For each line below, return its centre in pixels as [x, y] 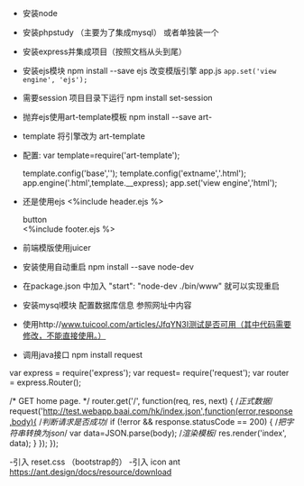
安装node [40, 13]
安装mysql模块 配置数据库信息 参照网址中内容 [107, 305]
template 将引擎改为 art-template [84, 136]
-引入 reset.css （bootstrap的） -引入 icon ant [95, 462]
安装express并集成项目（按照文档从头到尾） [104, 51]
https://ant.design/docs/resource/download [91, 472]
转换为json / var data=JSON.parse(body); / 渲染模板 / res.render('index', [156, 433]
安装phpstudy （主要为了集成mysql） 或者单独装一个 [120, 32]
